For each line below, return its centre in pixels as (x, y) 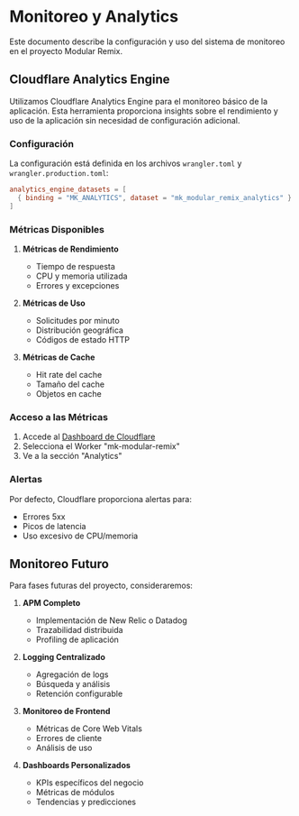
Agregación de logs (72, 674)
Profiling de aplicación (77, 640)
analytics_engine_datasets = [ (68, 190)
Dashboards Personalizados (76, 766)
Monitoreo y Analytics (94, 17)
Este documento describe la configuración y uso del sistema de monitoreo (147, 41)
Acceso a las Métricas (59, 417)
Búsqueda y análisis (73, 684)
